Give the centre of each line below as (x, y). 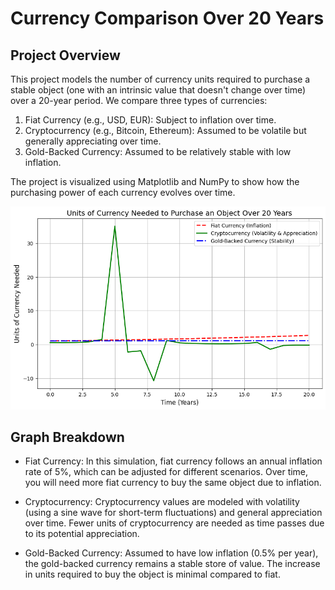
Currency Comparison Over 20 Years (167, 18)
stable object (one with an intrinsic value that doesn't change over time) (158, 90)
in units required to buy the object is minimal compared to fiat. (152, 574)
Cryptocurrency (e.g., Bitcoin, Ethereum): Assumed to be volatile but (165, 130)
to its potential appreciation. (82, 534)
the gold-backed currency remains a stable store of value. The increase (172, 564)
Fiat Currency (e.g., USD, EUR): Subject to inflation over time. (150, 120)
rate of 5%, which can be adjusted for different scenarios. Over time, (166, 472)
